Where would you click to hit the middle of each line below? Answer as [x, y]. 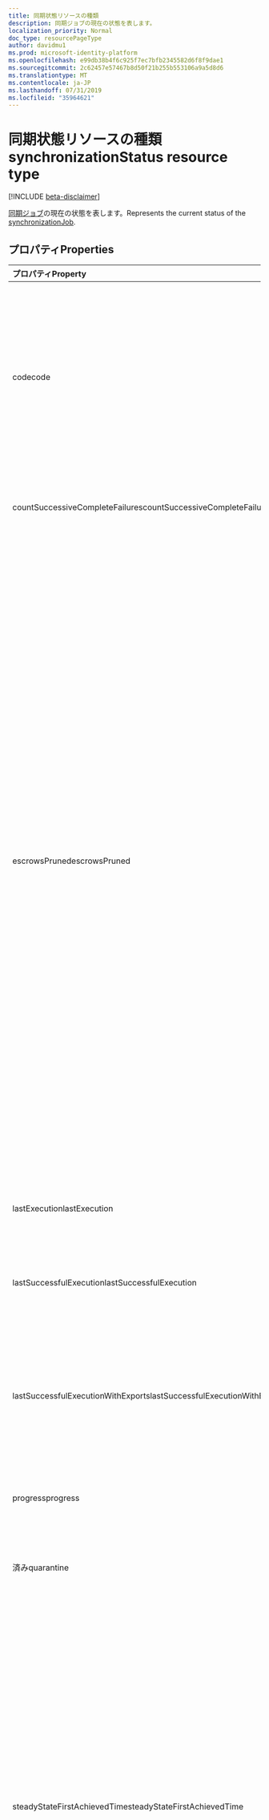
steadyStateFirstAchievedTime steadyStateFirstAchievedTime [128, 1806]
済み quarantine [41, 1568]
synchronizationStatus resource [118, 157]
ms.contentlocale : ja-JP [50, 83]
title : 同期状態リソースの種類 [54, 16]
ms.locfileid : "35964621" [51, 98]
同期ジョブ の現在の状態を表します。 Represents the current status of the [127, 213]
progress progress [46, 1498]
